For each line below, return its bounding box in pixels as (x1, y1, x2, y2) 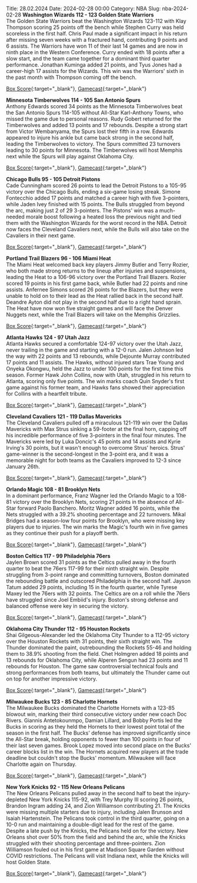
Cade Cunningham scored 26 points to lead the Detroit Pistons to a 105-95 (6, 182, 187, 189)
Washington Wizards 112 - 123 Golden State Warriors (22, 11, 154, 18)
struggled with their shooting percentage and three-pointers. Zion (6, 840, 166, 847)
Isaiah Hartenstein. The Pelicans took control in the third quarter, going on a (6, 815, 189, 822)
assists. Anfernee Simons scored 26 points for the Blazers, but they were (6, 286, 183, 293)
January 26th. (6, 463, 40, 470)
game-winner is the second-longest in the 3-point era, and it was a (6, 450, 169, 457)
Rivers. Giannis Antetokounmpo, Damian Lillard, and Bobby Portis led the (6, 717, 182, 723)
